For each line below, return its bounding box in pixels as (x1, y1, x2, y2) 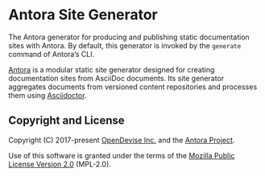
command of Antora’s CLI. (8, 49, 95, 59)
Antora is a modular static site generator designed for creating (8, 64, 215, 74)
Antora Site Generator (8, 6, 159, 24)
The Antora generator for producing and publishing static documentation (8, 32, 250, 42)
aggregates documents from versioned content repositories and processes (8, 82, 258, 92)
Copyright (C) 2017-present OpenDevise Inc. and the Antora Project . (8, 135, 235, 145)
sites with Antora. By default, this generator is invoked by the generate (8, 40, 242, 50)
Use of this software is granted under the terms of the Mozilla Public (8, 150, 235, 160)
